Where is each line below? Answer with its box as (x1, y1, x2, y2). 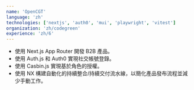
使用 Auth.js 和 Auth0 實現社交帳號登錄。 (14, 55, 115, 62)
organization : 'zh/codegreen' (6, 25, 81, 31)
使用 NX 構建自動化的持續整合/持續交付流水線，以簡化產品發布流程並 (14, 70, 183, 77)
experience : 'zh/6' (6, 31, 54, 37)
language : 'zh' (6, 14, 44, 20)
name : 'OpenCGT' (6, 8, 46, 15)
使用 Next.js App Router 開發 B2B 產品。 (14, 48, 114, 55)
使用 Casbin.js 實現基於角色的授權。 (14, 63, 103, 70)
